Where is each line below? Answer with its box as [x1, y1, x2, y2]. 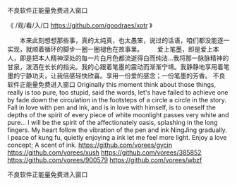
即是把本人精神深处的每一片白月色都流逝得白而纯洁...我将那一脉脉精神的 [19, 54, 229, 62]
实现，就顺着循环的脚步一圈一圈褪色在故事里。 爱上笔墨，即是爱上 [7, 45, 213, 53]
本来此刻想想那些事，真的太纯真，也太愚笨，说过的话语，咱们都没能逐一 [19, 36, 230, 44]
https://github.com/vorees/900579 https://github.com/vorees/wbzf [7, 156, 202, 164]
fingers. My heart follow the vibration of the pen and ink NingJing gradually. [7, 126, 228, 134]
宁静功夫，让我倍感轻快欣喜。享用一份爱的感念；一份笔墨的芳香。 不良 [19, 71, 226, 80]
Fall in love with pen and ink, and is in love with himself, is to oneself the [7, 103, 217, 112]
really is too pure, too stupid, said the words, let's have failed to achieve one [7, 88, 229, 97]
